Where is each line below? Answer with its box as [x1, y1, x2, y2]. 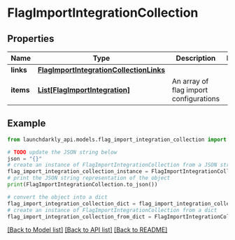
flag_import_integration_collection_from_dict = [7, 213, 152, 220]
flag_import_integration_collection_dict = [7, 200, 136, 207]
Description [176, 54, 216, 63]
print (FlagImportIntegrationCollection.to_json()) [7, 181, 158, 188]
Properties [7, 33, 55, 45]
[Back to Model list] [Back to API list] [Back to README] [7, 225, 168, 234]
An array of [171, 77, 209, 86]
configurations [171, 94, 220, 103]
